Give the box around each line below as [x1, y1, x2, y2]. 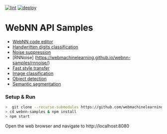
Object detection [12, 75, 47, 82]
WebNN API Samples [5, 22, 93, 33]
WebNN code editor [12, 38, 53, 44]
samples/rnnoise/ [12, 60, 49, 66]
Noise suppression [12, 49, 51, 55]
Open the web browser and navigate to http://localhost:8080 [5, 123, 130, 129]
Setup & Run [5, 93, 36, 100]
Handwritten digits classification [12, 44, 79, 50]
